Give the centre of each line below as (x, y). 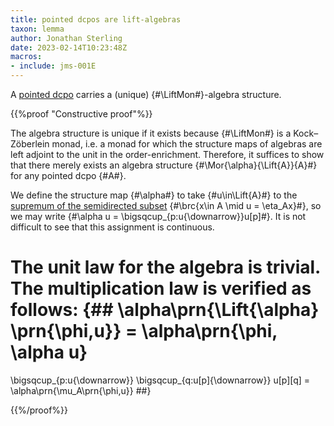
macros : (26, 57)
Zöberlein (30, 144)
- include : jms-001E (53, 66)
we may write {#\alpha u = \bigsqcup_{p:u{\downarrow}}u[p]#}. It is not (158, 216)
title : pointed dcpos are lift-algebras (96, 19)
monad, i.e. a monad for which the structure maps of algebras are (187, 144)
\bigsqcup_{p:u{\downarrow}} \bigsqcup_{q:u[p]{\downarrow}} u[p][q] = (160, 380)
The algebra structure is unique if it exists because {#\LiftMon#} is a (151, 133)
